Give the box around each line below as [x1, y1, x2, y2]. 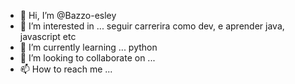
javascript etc [19, 31, 77, 42]
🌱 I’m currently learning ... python [19, 41, 158, 53]
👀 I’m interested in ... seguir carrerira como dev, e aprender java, [19, 20, 285, 32]
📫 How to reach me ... [19, 63, 113, 75]
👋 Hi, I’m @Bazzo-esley [19, 10, 117, 21]
